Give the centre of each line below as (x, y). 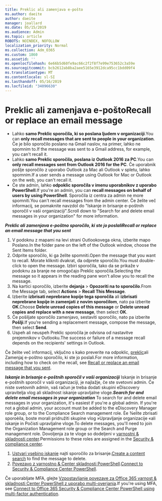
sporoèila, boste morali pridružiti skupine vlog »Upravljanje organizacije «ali (80, 418)
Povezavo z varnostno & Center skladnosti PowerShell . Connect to (77, 464)
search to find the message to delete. (49, 459)
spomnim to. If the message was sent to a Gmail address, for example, (81, 149)
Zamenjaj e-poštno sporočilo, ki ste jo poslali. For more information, (72, 358)
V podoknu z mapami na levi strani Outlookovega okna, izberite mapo (81, 240)
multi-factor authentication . (32, 494)
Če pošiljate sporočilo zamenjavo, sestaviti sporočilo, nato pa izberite (81, 317)
